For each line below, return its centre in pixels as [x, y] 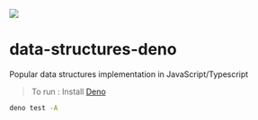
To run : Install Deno [68, 91]
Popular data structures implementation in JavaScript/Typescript [129, 74]
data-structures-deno [93, 50]
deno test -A [34, 107]
